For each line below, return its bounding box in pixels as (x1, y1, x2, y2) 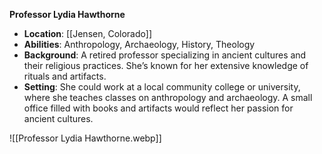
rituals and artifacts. (23, 70, 107, 82)
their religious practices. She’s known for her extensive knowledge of (23, 60, 309, 71)
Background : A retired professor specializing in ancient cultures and (23, 49, 307, 61)
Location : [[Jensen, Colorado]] (23, 28, 152, 39)
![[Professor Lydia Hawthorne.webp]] (9, 132, 162, 144)
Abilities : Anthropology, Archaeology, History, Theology (23, 39, 256, 50)
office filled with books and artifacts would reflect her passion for (23, 102, 294, 114)
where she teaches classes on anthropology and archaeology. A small (23, 92, 313, 103)
